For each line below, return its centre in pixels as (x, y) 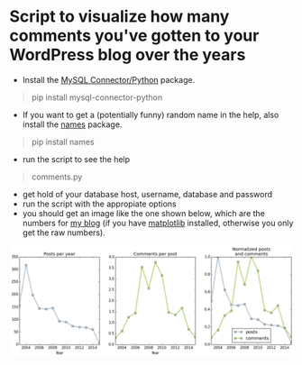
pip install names (63, 141)
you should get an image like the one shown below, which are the (144, 213)
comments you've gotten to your (134, 36)
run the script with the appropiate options (100, 204)
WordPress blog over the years (128, 55)
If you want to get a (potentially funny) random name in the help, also (151, 114)
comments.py (57, 177)
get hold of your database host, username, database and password (147, 194)
